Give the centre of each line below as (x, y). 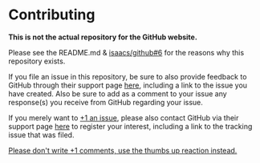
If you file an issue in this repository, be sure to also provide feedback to (128, 76)
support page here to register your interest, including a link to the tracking (130, 126)
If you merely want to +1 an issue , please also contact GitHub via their (124, 117)
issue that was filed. (41, 135)
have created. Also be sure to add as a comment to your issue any (118, 93)
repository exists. (37, 61)
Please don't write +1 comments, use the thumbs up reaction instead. (123, 150)
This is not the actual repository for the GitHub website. (103, 37)
